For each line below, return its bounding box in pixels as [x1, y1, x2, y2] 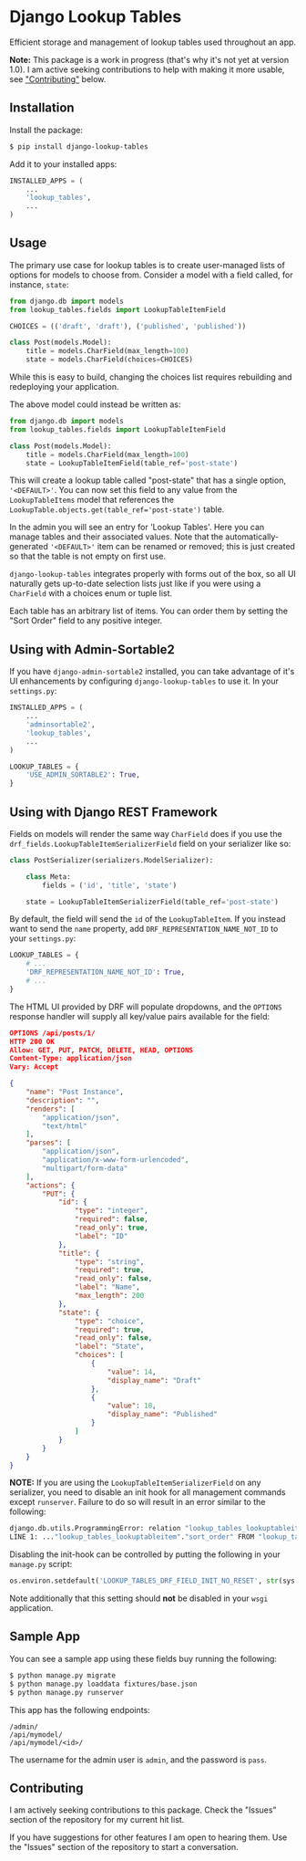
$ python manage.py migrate [9, 1670, 117, 1680]
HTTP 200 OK [9, 1037, 55, 1046]
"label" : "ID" [74, 1231, 128, 1240]
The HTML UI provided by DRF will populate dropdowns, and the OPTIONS [9, 1001, 282, 1012]
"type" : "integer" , [74, 1207, 148, 1216]
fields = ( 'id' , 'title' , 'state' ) [42, 881, 178, 890]
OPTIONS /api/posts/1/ [9, 1029, 96, 1038]
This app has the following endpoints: [9, 1704, 150, 1715]
